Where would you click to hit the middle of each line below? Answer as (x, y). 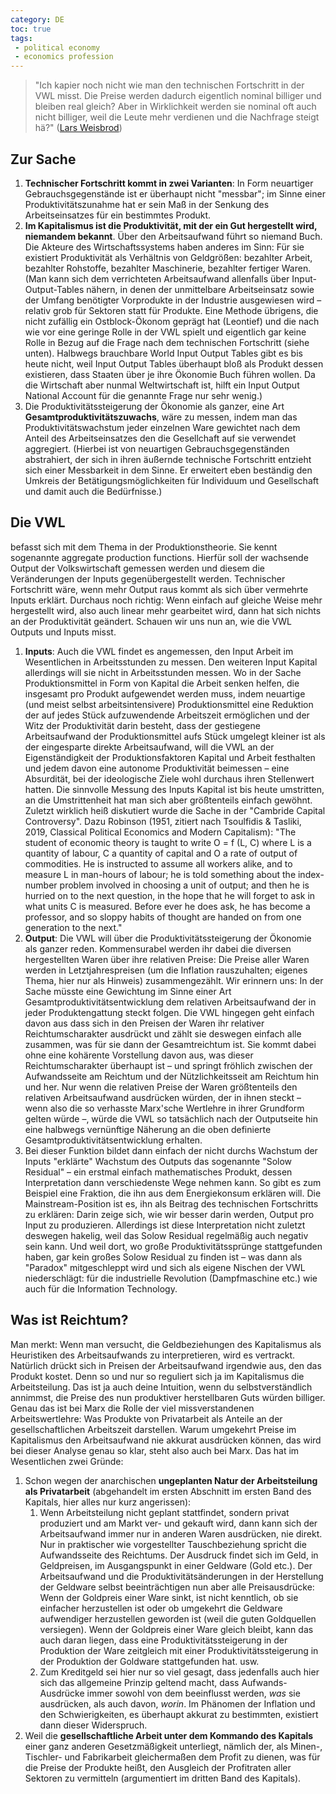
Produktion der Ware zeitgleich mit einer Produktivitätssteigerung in (179, 1650)
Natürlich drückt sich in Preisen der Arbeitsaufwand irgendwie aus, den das (166, 1365)
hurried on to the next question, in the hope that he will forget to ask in (170, 895)
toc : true (31, 29)
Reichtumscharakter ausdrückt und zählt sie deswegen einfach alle (163, 1033)
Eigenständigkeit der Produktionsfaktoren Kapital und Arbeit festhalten (170, 757)
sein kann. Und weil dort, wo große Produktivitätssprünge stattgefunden (173, 1246)
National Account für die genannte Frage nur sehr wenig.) (143, 395)
